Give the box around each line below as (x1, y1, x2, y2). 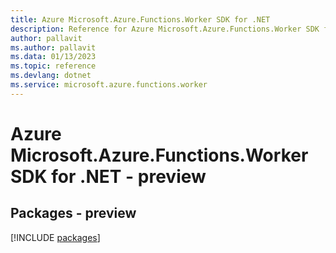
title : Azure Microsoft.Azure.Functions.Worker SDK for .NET (10, 14, 271, 25)
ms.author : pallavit (10, 42, 97, 53)
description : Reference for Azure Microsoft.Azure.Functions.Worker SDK (10, 24, 320, 34)
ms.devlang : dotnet (10, 71, 92, 81)
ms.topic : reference (10, 61, 97, 71)
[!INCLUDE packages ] (10, 231, 101, 243)
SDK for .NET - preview (10, 165, 207, 188)
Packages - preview (10, 205, 137, 222)
